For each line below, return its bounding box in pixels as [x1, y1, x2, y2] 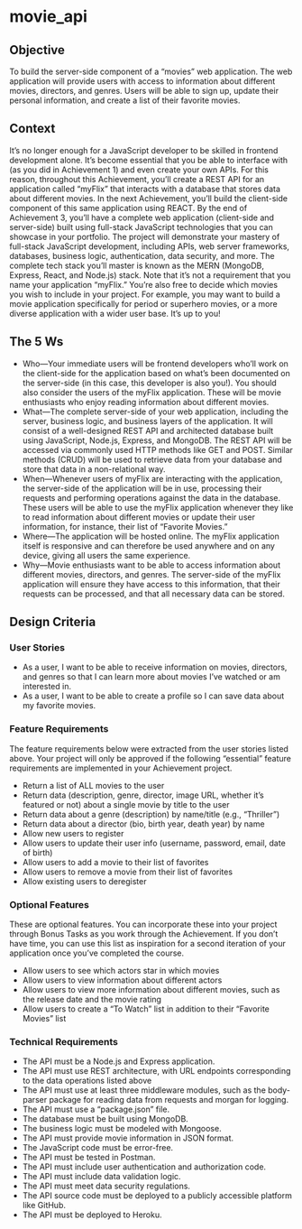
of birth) [22, 846, 53, 858]
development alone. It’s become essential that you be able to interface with [9, 154, 288, 165]
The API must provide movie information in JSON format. [22, 1132, 234, 1143]
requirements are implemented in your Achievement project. [9, 762, 233, 773]
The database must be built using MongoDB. [22, 1113, 189, 1124]
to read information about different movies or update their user [22, 512, 255, 522]
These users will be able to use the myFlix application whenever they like [22, 502, 294, 513]
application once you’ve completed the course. [9, 947, 185, 958]
